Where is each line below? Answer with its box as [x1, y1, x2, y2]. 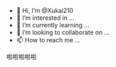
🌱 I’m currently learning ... [16, 21, 90, 29]
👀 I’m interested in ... [16, 14, 75, 22]
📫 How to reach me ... [16, 36, 80, 44]
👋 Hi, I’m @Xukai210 [16, 7, 73, 14]
